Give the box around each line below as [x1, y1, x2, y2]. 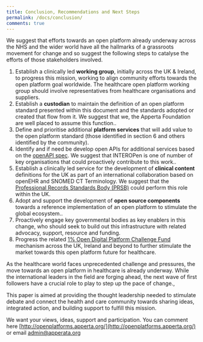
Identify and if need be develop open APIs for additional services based [15, 145, 195, 152]
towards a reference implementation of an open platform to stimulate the [15, 203, 198, 211]
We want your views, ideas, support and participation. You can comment [6, 316, 188, 324]
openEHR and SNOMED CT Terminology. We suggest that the [15, 177, 170, 185]
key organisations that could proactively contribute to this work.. [15, 159, 177, 166]
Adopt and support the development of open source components [15, 197, 181, 204]
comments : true [6, 20, 45, 26]
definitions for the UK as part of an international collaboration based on [15, 171, 193, 179]
